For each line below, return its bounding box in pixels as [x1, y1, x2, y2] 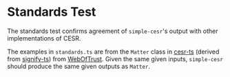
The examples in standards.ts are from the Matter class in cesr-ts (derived [7, 47, 220, 56]
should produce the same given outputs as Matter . [7, 62, 150, 70]
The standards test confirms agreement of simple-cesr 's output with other [7, 27, 218, 35]
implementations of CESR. [7, 34, 81, 42]
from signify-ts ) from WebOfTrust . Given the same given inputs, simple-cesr [7, 54, 224, 63]
